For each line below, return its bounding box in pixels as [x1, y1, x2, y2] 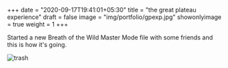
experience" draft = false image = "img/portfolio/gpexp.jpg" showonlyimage [7, 13, 222, 21]
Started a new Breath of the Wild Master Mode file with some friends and [7, 33, 214, 41]
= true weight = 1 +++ [7, 20, 68, 28]
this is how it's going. [7, 41, 67, 48]
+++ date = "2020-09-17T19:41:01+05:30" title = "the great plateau [7, 6, 197, 14]
